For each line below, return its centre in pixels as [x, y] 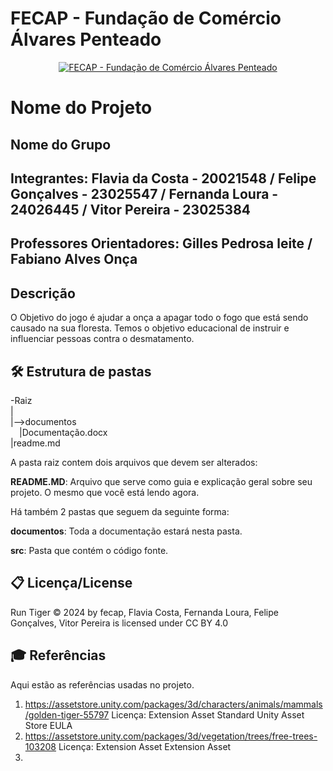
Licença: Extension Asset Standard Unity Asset [208, 714]
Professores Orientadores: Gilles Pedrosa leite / [161, 243]
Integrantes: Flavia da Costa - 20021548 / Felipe [163, 178]
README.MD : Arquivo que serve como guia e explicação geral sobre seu [161, 481]
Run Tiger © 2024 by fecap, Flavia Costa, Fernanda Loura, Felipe [144, 612]
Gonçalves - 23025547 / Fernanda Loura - [144, 193]
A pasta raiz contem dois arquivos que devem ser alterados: [134, 462]
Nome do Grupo [61, 144]
